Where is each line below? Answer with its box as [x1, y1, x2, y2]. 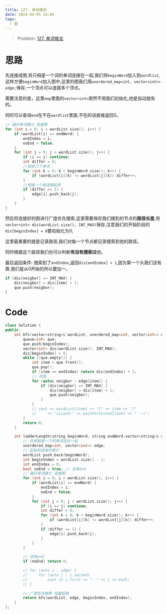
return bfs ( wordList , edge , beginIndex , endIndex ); [23, 596, 133, 601]
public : [5, 328, 21, 333]
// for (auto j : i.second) [23, 572, 90, 578]
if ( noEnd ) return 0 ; [23, 559, 68, 564]
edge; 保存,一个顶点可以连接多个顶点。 [5, 85, 83, 91]
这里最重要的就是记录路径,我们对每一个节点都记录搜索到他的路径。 [5, 238, 142, 244]
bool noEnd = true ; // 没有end [23, 466, 86, 471]
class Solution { [5, 323, 41, 328]
